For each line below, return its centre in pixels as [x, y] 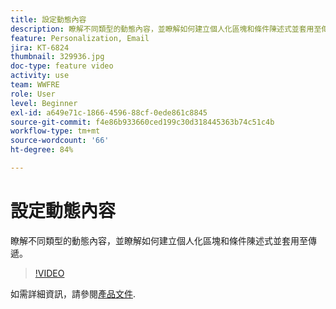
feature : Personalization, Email [80, 38]
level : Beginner [44, 103]
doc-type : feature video [62, 66]
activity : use [40, 76]
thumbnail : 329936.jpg [57, 57]
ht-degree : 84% [42, 150]
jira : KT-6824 [40, 47]
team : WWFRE [35, 85]
